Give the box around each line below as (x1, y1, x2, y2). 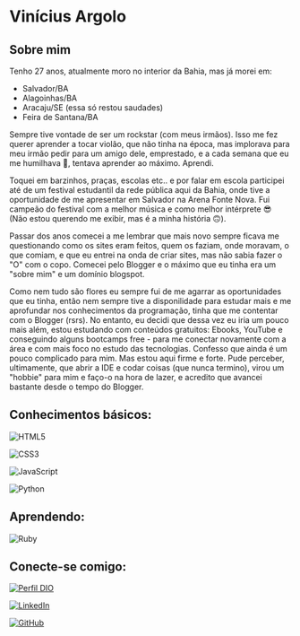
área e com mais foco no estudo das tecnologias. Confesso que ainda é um (9, 344, 288, 353)
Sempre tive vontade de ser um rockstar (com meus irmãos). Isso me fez (9, 129, 279, 140)
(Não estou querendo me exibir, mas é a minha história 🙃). (9, 213, 227, 223)
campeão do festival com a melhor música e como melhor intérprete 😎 (9, 204, 272, 214)
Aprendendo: (9, 510, 85, 525)
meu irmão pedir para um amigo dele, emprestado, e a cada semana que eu (9, 148, 289, 159)
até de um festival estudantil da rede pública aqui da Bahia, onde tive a (9, 185, 270, 195)
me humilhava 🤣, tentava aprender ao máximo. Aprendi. (9, 158, 214, 168)
